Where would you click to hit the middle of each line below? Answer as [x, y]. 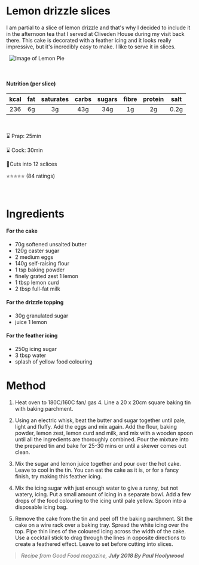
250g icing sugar [36, 349]
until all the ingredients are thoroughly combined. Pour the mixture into [102, 439]
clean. [22, 452]
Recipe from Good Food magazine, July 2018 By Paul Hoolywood [102, 555]
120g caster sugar [37, 251]
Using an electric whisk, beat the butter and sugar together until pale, [100, 420]
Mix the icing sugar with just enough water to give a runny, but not [96, 488]
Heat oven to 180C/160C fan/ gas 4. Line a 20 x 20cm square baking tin [103, 402]
